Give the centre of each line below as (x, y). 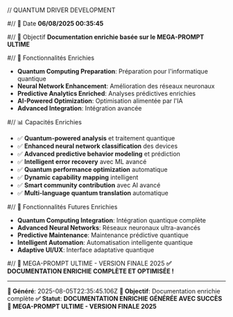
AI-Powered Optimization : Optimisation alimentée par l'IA (100, 101)
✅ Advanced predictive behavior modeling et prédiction (98, 154)
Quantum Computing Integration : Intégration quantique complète (112, 220)
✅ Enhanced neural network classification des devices (97, 146)
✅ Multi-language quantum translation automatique (93, 193)
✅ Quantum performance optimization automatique (92, 169)
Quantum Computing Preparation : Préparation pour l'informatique (112, 71)
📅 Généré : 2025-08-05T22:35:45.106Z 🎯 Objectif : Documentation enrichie (114, 291)
